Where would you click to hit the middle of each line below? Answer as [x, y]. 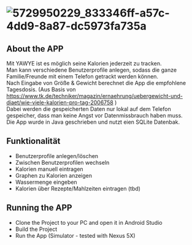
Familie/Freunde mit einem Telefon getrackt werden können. [82, 76]
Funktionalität [33, 141]
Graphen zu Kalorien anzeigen [53, 175]
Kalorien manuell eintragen [49, 169]
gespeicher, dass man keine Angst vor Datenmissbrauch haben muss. [94, 115]
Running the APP [39, 208]
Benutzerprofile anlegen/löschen [57, 156]
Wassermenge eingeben [46, 182]
